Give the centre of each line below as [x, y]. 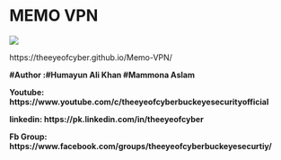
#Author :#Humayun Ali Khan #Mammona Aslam [102, 75]
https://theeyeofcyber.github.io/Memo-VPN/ [91, 57]
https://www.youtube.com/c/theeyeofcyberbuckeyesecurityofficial [139, 102]
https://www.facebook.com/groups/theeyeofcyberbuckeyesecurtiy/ [140, 146]
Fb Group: [28, 137]
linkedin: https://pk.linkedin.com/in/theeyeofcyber [106, 119]
